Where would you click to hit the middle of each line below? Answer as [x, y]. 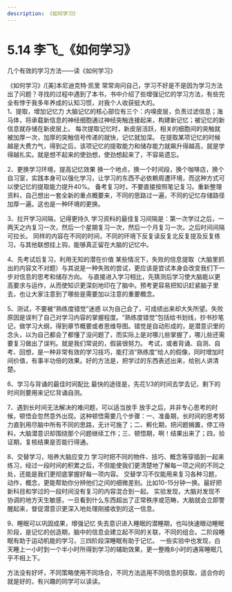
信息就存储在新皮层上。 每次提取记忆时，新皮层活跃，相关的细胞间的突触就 [114, 128]
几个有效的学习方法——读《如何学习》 [61, 71]
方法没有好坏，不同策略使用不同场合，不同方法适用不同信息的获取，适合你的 [116, 573]
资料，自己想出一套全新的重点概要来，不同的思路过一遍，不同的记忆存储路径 [116, 195]
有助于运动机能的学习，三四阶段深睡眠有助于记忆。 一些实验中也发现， [114, 540]
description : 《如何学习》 [43, 14]
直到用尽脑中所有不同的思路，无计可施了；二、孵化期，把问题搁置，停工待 [119, 424]
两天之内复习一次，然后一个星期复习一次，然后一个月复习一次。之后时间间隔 [116, 227]
